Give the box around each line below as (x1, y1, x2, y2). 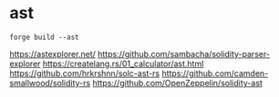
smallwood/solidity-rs (9, 77, 91, 88)
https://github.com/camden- (161, 67, 269, 79)
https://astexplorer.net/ (9, 48, 96, 59)
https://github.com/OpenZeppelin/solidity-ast (92, 77, 263, 88)
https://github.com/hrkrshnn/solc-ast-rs (9, 67, 160, 79)
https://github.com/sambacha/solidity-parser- (97, 48, 271, 59)
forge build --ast (9, 33, 79, 42)
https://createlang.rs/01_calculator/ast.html (42, 58, 204, 69)
